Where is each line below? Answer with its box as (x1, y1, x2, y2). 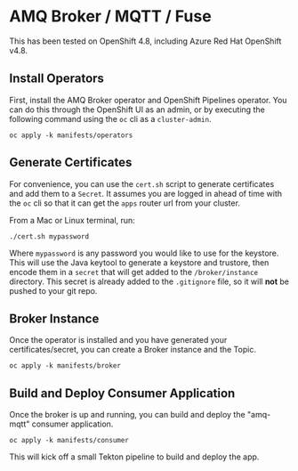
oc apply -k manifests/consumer (9, 436, 129, 445)
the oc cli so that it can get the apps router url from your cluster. (9, 198, 240, 208)
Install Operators (9, 71, 105, 86)
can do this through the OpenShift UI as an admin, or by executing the (9, 104, 265, 115)
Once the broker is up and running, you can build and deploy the (9, 410, 246, 420)
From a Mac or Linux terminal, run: (9, 215, 135, 225)
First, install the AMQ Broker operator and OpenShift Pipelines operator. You (9, 94, 287, 105)
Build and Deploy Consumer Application (9, 386, 236, 401)
